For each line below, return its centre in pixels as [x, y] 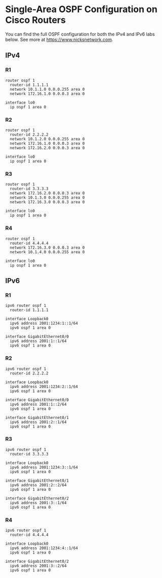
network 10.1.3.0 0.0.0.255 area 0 [47, 198]
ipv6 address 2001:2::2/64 [38, 485]
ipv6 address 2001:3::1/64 [38, 503]
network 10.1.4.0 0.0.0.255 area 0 [47, 252]
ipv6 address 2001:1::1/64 [38, 341]
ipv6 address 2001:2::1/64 [38, 422]
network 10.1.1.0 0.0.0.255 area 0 [47, 89]
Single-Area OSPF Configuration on [82, 9]
